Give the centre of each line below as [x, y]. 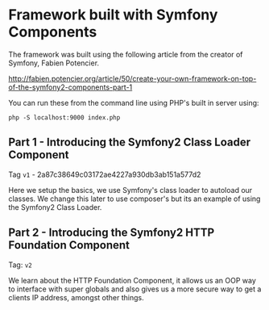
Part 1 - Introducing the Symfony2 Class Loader [130, 142]
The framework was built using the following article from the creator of [126, 54]
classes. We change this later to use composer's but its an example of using [134, 199]
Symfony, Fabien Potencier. [54, 63]
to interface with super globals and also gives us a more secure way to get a [135, 289]
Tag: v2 [20, 265]
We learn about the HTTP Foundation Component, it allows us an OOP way [132, 280]
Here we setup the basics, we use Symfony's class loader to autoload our [130, 190]
